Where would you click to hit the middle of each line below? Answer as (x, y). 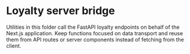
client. (14, 46)
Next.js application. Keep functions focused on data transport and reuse (95, 33)
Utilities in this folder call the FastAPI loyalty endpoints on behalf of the (93, 27)
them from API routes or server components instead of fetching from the (95, 39)
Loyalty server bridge (60, 11)
